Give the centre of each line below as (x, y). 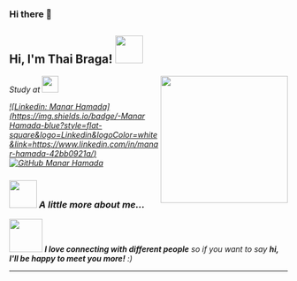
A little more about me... (92, 204)
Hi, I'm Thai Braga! (61, 60)
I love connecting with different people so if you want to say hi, (161, 249)
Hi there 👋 (31, 14)
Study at (25, 89)
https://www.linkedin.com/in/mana (95, 144)
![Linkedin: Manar (41, 106)
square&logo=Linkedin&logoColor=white (83, 134)
